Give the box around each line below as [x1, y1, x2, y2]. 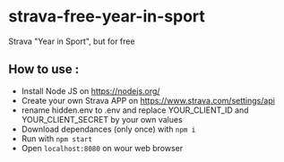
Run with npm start [21, 132, 93, 144]
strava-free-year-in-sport [8, 6, 205, 27]
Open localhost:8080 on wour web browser [21, 142, 184, 153]
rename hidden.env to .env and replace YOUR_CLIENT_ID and [21, 105, 249, 115]
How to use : [8, 62, 80, 77]
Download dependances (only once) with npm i [21, 124, 196, 134]
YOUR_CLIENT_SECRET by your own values [21, 114, 183, 124]
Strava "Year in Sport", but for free [8, 36, 135, 47]
